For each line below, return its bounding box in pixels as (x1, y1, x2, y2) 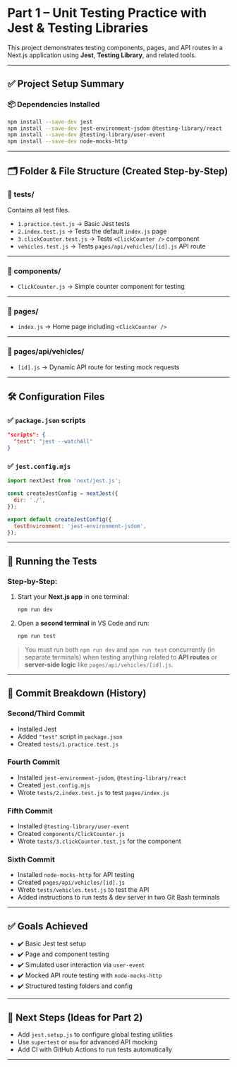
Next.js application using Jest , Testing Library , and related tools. (7, 51, 197, 59)
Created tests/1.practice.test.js (17, 739, 119, 748)
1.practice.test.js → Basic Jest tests (17, 219, 130, 227)
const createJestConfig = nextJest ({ (7, 490, 119, 497)
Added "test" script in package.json (17, 732, 123, 741)
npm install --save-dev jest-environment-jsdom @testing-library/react (7, 125, 222, 132)
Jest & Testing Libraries (7, 20, 149, 36)
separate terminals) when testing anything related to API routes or (24, 652, 217, 661)
